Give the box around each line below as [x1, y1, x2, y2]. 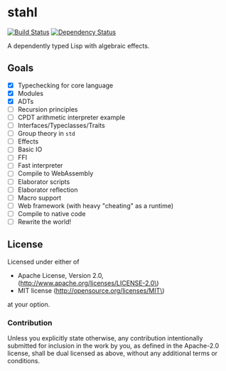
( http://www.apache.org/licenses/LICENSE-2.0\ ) [17, 279, 159, 287]
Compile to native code [17, 209, 86, 217]
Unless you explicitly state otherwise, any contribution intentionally [7, 333, 203, 342]
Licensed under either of [7, 257, 80, 266]
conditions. [7, 356, 41, 365]
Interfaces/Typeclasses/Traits [17, 122, 105, 130]
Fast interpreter [17, 161, 63, 170]
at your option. [7, 300, 50, 308]
